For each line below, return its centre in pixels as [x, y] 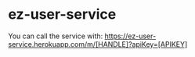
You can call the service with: [56, 36]
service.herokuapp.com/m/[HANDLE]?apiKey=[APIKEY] [98, 44]
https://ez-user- [130, 36]
